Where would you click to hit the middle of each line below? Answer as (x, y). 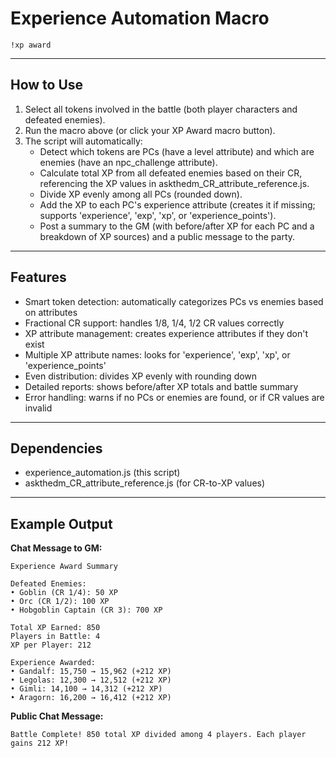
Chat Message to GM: (56, 548)
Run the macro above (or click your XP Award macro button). (150, 130)
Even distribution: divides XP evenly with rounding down (141, 376)
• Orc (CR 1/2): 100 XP (60, 602)
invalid (38, 408)
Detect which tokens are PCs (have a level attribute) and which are (177, 151)
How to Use (47, 85)
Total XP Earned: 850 (55, 628)
